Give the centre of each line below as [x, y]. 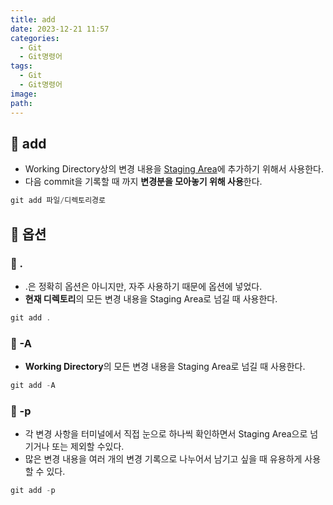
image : [24, 94]
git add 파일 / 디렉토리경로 [58, 201]
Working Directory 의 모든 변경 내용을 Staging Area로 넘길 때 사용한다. [165, 367]
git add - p [33, 491]
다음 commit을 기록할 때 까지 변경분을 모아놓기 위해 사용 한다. [143, 182]
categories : [35, 38]
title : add [33, 19]
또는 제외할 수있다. [88, 447]
